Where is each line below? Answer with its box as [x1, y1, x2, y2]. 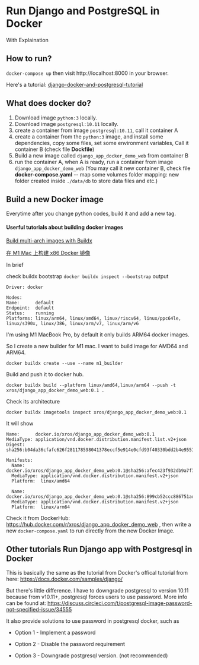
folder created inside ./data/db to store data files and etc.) [14, 177, 158, 184]
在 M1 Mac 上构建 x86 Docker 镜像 [6, 249, 91, 256]
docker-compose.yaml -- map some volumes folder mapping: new [14, 171, 179, 178]
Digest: [6, 442, 25, 447]
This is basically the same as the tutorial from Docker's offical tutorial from [6, 569, 188, 576]
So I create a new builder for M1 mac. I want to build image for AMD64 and [6, 342, 188, 349]
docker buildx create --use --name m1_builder [6, 360, 123, 366]
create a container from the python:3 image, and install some [14, 133, 163, 140]
